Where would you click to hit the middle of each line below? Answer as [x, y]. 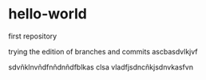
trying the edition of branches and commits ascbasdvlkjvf [103, 51]
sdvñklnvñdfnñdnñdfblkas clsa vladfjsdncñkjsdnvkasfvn [101, 67]
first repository [33, 36]
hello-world [48, 14]
